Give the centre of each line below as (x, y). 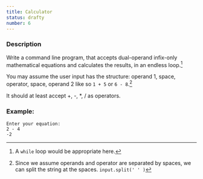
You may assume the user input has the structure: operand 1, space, (91, 77)
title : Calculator (29, 12)
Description (24, 44)
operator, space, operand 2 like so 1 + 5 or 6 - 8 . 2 (69, 83)
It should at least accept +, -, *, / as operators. (63, 96)
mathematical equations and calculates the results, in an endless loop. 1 (95, 64)
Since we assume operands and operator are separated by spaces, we (103, 163)
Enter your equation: (34, 124)
